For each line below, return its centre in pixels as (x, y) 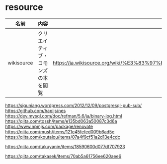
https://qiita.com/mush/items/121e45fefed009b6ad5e (60, 132)
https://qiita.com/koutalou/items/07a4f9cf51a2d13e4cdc (63, 137)
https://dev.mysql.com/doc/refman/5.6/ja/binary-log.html (64, 116)
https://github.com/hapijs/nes (36, 110)
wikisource (20, 62)
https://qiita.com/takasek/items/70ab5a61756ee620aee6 (63, 156)
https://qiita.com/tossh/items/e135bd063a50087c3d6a (61, 121)
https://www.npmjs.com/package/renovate (49, 126)
